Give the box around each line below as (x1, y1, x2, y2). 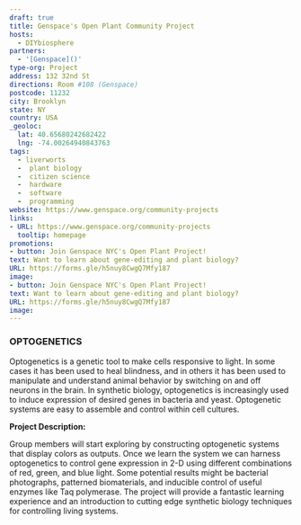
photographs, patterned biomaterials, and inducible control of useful (9, 476, 262, 487)
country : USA (9, 113, 58, 122)
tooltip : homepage (17, 230, 87, 239)
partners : (9, 47, 47, 56)
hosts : (9, 30, 34, 39)
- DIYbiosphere (17, 38, 75, 48)
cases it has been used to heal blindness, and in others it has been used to (9, 365, 286, 376)
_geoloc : (9, 122, 42, 131)
